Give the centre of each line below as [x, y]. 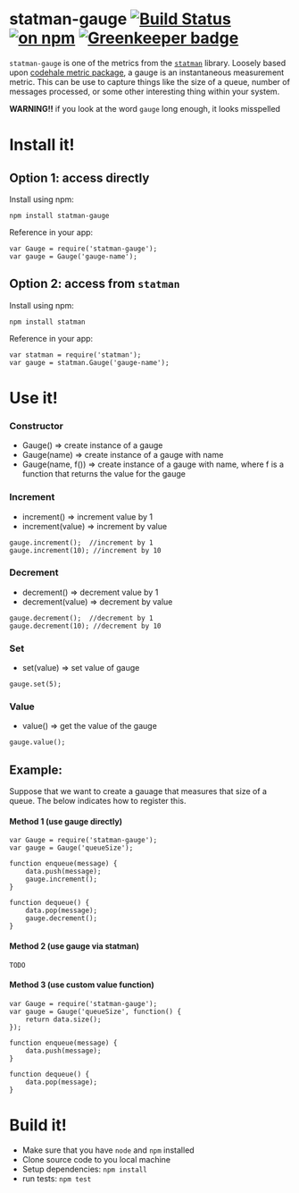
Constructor [37, 426]
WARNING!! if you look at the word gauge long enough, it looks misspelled [145, 108]
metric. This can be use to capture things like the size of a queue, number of [149, 81]
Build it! [38, 1125]
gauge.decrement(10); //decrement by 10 [86, 626]
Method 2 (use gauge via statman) [75, 946]
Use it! [33, 398]
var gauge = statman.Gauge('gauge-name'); [89, 362]
